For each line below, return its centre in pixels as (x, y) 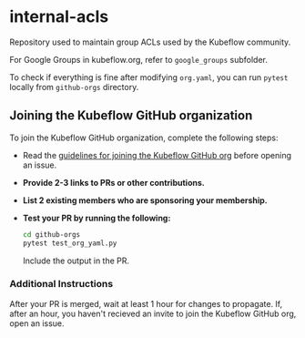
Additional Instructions (61, 284)
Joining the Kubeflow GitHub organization (131, 116)
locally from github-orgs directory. (74, 87)
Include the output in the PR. (76, 261)
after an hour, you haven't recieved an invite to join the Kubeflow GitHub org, (153, 313)
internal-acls (59, 17)
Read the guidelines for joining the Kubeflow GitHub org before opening (157, 155)
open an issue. (37, 323)
